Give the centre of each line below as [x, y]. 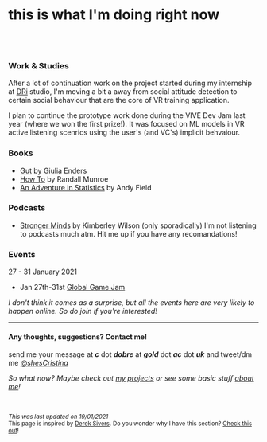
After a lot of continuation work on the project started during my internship [130, 83]
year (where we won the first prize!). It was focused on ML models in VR [126, 124]
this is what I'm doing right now [114, 15]
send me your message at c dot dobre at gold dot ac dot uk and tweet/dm [130, 354]
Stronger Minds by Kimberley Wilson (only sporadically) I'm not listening [138, 225]
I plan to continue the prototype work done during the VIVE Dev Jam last [127, 115]
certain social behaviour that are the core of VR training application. [119, 100]
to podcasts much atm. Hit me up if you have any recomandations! [128, 233]
